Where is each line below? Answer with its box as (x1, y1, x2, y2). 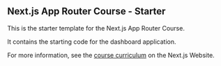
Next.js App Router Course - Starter (7, 6, 166, 17)
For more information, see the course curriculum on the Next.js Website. (7, 51, 215, 59)
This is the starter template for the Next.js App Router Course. (7, 24, 185, 32)
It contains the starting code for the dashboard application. (7, 38, 176, 46)
